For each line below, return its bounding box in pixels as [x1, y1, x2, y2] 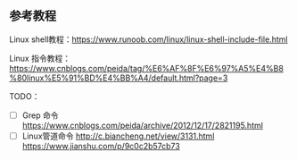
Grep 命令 [21, 110, 59, 121]
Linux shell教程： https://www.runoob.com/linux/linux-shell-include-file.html [9, 34, 288, 45]
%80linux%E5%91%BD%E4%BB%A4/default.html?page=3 [9, 72, 228, 83]
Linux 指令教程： [9, 53, 71, 63]
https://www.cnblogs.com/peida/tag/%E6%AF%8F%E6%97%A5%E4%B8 [9, 63, 284, 73]
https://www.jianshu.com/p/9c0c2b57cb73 [21, 140, 180, 151]
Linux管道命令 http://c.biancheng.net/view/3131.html [21, 131, 215, 141]
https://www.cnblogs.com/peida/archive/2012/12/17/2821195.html [21, 120, 263, 131]
